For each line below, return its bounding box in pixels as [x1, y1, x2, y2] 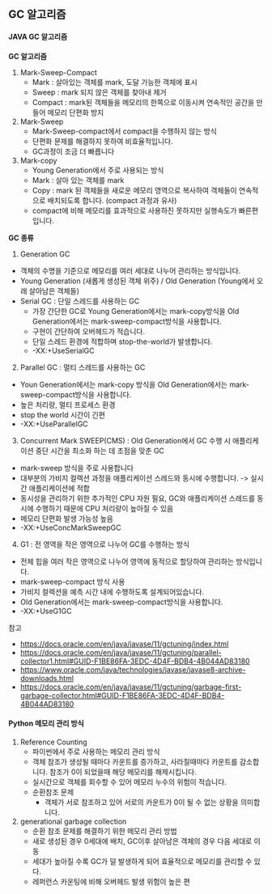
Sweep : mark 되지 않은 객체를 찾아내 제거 [32, 87, 168, 97]
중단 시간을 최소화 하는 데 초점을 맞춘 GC [35, 446, 164, 455]
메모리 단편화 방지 [47, 108, 104, 117]
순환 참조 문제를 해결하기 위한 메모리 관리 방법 [32, 826, 177, 836]
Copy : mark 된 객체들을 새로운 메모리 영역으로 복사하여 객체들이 [32, 185, 237, 195]
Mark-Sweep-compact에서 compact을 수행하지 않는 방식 [32, 126, 217, 136]
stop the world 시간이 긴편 [19, 409, 105, 419]
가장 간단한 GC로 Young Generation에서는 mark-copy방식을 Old [32, 306, 240, 316]
